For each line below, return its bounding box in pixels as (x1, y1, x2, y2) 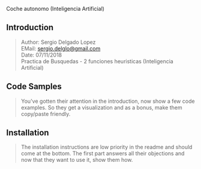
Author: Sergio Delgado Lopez (20, 38, 96, 46)
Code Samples (6, 81, 62, 92)
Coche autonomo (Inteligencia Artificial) (6, 5, 105, 12)
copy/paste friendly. (20, 110, 71, 117)
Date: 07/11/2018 (20, 51, 62, 58)
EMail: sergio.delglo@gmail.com (20, 45, 101, 52)
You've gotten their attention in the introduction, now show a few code (20, 97, 195, 105)
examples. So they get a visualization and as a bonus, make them (20, 103, 182, 111)
